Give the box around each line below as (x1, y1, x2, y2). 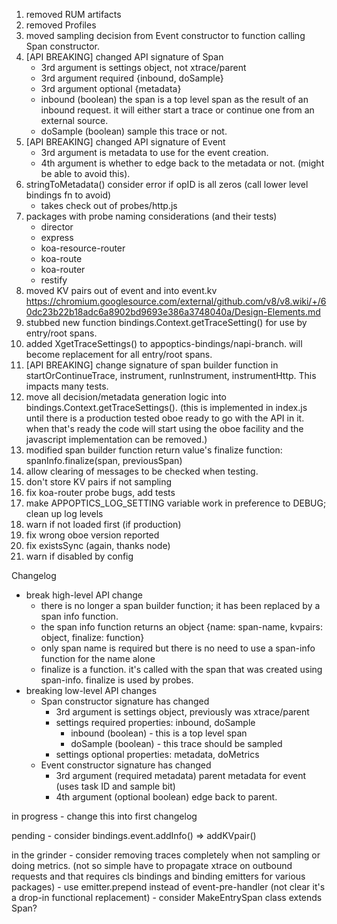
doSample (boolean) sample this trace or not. (40, 125, 228, 137)
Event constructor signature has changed (40, 759, 212, 771)
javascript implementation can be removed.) (25, 434, 208, 445)
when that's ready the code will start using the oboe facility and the (25, 423, 304, 434)
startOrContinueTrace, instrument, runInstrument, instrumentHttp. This (25, 370, 317, 381)
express (40, 232, 74, 243)
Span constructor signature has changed (40, 695, 210, 707)
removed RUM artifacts (25, 9, 122, 20)
